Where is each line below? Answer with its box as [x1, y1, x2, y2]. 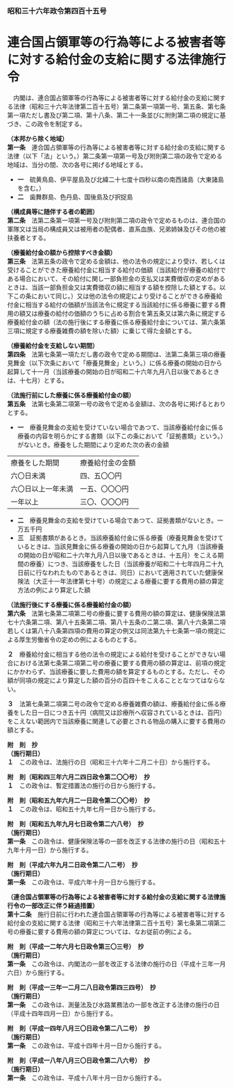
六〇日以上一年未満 [10, 483, 74, 493]
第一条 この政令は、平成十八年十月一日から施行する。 [7, 1073, 165, 1082]
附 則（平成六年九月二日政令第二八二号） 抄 [7, 861, 138, 869]
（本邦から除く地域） [7, 134, 68, 143]
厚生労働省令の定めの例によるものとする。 [19, 635, 141, 643]
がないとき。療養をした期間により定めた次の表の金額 [17, 440, 169, 449]
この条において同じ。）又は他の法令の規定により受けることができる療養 [12, 291, 217, 300]
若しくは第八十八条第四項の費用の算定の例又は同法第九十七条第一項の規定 [7, 626, 220, 634]
